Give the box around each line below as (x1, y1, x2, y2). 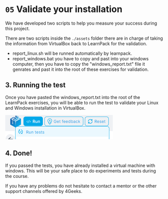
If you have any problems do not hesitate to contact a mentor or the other (5, 182, 157, 189)
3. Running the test (5, 81, 66, 89)
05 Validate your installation (5, 4, 123, 15)
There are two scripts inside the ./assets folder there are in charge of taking (5, 35, 163, 41)
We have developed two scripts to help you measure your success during (5, 20, 157, 26)
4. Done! (5, 149, 33, 158)
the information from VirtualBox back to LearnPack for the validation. (5, 40, 147, 46)
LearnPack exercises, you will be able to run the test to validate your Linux (5, 99, 159, 106)
